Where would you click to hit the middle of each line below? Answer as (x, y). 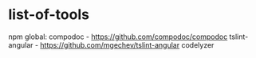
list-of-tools (49, 15)
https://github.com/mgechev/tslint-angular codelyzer (127, 44)
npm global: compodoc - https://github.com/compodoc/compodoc (118, 37)
